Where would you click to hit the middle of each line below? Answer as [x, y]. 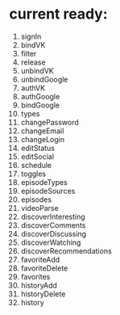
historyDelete [43, 294]
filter [29, 53]
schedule [36, 165]
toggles [33, 174]
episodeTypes [44, 182]
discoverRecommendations [66, 250]
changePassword [50, 122]
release [33, 62]
